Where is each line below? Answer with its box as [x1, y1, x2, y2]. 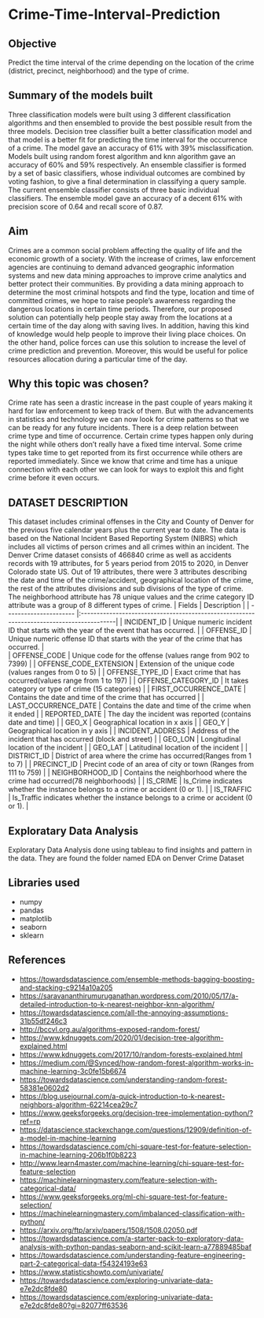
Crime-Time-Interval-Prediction [8, 6, 221, 24]
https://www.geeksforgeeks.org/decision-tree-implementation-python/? [19, 1108, 254, 1117]
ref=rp [19, 1116, 41, 1126]
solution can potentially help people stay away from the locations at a [8, 313, 233, 322]
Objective [8, 37, 57, 50]
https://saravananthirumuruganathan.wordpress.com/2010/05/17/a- [19, 990, 239, 1001]
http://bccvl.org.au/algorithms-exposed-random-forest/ [19, 1024, 200, 1034]
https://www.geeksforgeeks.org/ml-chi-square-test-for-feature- [19, 1191, 228, 1201]
